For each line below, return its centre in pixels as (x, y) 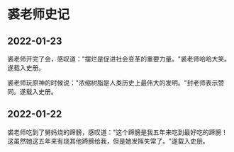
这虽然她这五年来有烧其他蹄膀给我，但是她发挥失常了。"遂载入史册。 (108, 141)
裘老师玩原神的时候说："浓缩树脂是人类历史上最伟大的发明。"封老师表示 (113, 83)
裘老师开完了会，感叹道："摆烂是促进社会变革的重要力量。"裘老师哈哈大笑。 (119, 59)
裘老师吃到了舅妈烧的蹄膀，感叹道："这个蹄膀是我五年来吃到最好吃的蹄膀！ (118, 132)
